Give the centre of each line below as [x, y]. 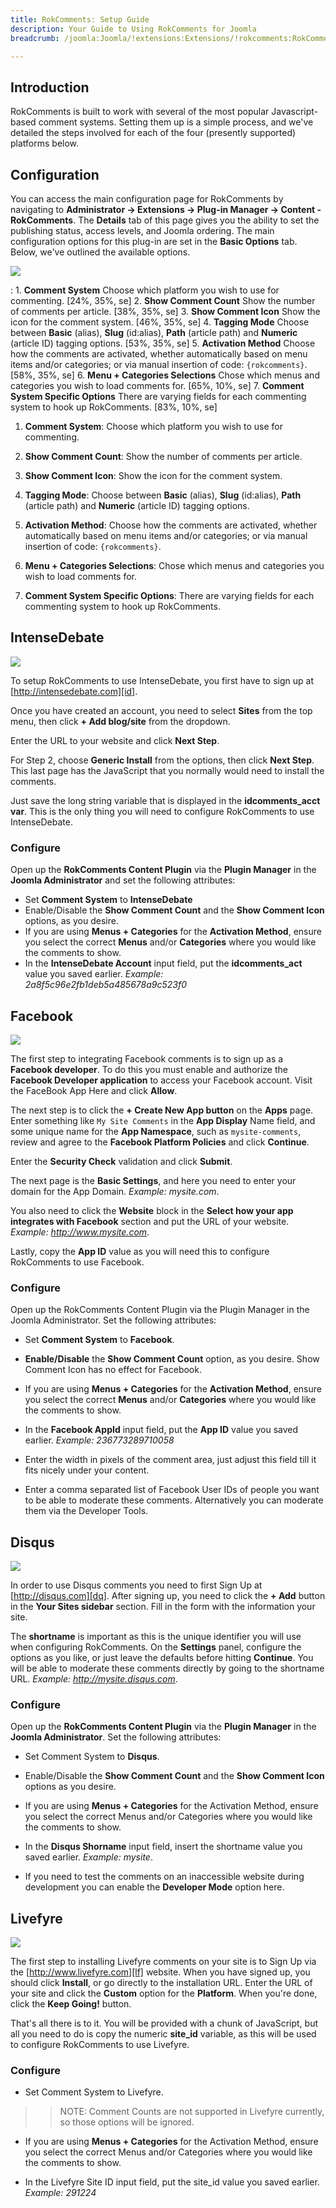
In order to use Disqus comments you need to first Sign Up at [136, 1585]
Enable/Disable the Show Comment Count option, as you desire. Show [172, 1359]
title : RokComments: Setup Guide [80, 19]
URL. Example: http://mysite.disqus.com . [94, 1679]
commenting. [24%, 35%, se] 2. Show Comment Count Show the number [163, 300]
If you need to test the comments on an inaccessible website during [164, 1877]
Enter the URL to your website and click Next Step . [115, 740]
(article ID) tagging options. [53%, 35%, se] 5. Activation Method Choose [163, 343]
